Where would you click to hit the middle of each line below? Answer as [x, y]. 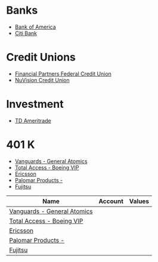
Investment [35, 104]
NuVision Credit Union [42, 80]
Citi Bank [26, 33]
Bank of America [35, 27]
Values [139, 201]
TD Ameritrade [33, 120]
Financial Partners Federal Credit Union [63, 74]
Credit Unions [41, 57]
